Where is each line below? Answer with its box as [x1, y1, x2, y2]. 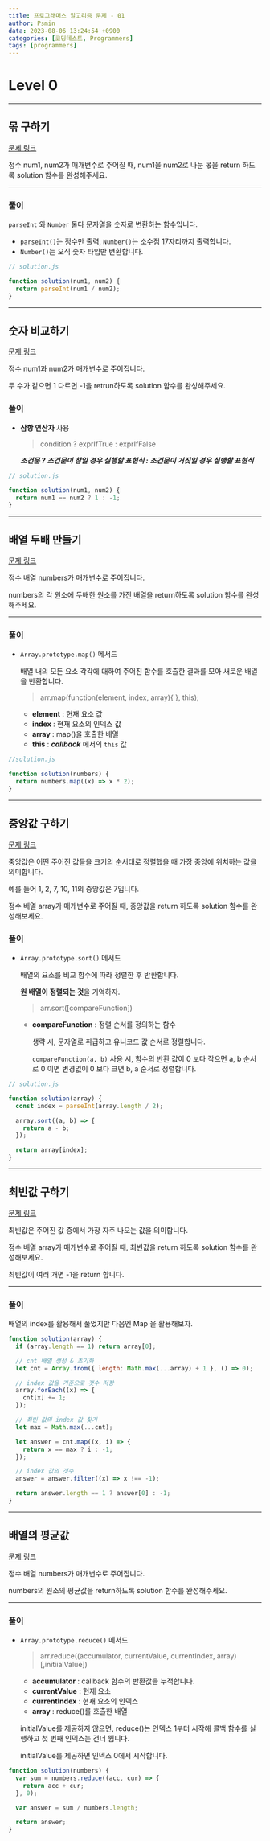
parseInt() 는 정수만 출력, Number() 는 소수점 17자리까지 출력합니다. [19, 236, 231, 246]
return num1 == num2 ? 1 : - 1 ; [15, 494, 121, 502]
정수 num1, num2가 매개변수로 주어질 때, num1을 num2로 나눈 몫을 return [8, 160, 241, 170]
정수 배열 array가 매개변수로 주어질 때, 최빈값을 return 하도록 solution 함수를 [8, 1242, 249, 1251]
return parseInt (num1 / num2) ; [15, 285, 121, 293]
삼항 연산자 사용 [19, 423, 70, 433]
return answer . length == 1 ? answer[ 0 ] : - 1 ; [15, 1490, 171, 1498]
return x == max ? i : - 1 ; [22, 1445, 113, 1453]
